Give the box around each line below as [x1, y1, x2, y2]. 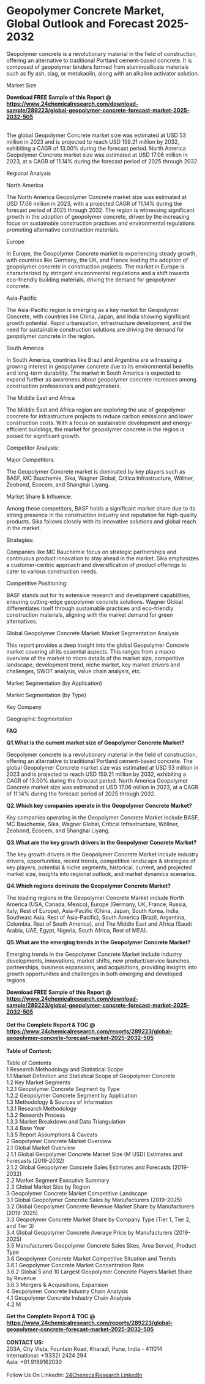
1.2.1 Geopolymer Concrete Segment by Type [6, 1085, 121, 1092]
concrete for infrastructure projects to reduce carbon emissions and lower [6, 412, 193, 420]
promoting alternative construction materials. [6, 225, 120, 233]
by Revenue [6, 1274, 37, 1281]
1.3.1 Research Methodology [6, 1104, 77, 1112]
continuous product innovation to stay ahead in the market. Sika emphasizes [6, 554, 199, 562]
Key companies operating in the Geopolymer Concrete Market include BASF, [6, 813, 199, 821]
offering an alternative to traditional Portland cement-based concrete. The [6, 757, 193, 765]
